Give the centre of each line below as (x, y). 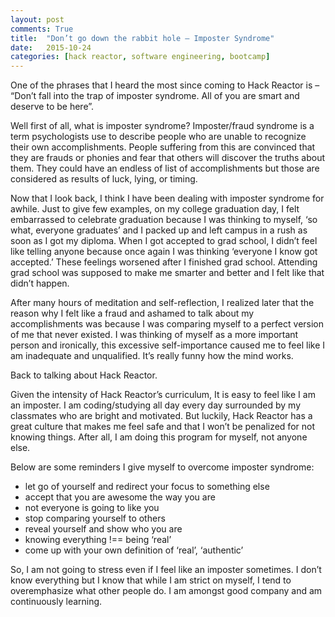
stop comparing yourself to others (95, 518)
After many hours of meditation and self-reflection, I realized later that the (162, 303)
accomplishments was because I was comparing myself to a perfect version (167, 324)
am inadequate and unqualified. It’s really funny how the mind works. (152, 356)
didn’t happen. (40, 283)
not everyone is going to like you (92, 508)
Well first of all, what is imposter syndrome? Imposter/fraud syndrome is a (162, 126)
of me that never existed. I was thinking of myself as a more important (154, 335)
